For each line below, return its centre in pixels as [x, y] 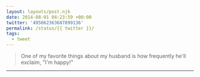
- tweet [21, 39]
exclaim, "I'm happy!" [47, 62]
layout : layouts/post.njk [38, 12]
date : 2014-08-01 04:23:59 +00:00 [49, 17]
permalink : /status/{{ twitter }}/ [50, 28]
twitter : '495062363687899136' [45, 23]
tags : [13, 34]
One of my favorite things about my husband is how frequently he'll [103, 56]
